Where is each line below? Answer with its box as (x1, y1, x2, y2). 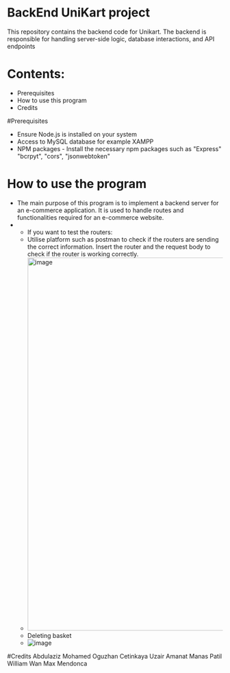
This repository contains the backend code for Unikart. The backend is (7, 27, 207, 36)
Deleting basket (27, 631, 72, 639)
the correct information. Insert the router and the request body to (27, 242, 211, 251)
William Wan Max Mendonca (7, 659, 88, 668)
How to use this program (16, 96, 87, 104)
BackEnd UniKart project (7, 5, 151, 21)
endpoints (7, 42, 36, 50)
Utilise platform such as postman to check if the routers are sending (27, 235, 219, 243)
